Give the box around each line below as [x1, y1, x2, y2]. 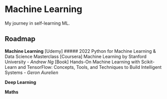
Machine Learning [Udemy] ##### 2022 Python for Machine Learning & [5, 48, 156, 54]
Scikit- [141, 59, 155, 65]
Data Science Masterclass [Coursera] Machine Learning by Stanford [5, 53, 147, 59]
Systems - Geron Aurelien [5, 69, 59, 75]
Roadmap [5, 35, 36, 43]
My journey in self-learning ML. [5, 20, 70, 26]
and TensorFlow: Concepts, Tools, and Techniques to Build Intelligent [18, 64, 162, 70]
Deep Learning [5, 79, 36, 85]
